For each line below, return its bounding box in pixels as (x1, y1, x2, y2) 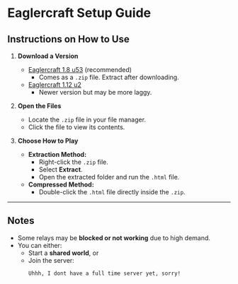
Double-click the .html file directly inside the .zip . (38, 188, 186, 196)
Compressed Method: (28, 180, 94, 189)
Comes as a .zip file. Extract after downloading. (38, 73, 179, 81)
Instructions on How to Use (7, 33, 130, 45)
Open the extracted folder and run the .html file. (38, 173, 180, 181)
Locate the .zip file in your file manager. (28, 115, 147, 124)
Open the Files (17, 102, 62, 110)
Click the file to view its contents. (28, 123, 125, 131)
